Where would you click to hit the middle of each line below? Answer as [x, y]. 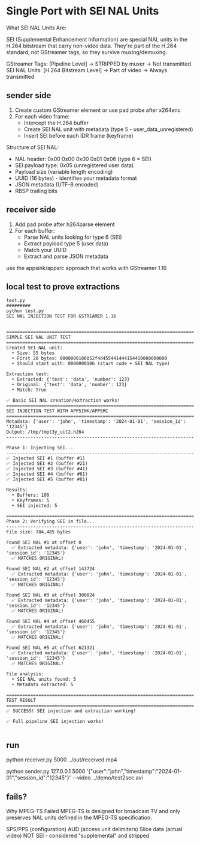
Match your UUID [45, 250]
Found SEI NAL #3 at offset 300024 [51, 595]
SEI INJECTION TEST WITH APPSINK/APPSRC [57, 411]
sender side [29, 95]
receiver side [31, 210]
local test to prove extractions [63, 287]
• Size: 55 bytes [33, 353]
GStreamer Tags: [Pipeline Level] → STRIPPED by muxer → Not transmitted [99, 64]
